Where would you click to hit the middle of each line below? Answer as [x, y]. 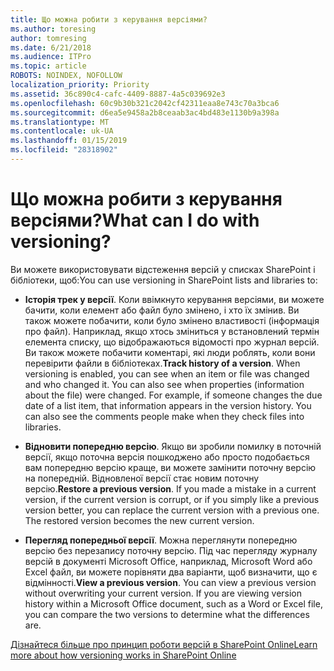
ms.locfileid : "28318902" [64, 150]
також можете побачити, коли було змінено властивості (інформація [172, 320]
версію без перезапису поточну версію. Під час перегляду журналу [171, 550]
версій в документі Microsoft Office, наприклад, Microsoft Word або [168, 561]
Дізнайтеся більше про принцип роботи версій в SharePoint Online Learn [164, 644]
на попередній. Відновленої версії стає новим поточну [142, 478]
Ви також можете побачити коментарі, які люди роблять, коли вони [170, 352]
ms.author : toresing [53, 29]
